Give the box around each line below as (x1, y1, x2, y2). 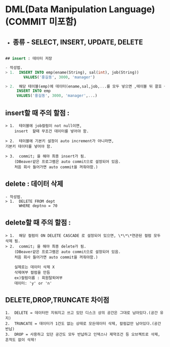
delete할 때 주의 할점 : (5, 218, 71, 227)
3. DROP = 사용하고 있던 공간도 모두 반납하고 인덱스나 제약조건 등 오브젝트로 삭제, (5, 332, 160, 337)
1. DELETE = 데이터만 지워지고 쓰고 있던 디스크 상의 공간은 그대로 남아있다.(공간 (5, 310, 158, 316)
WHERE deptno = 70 (18, 203, 58, 208)
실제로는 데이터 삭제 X (14, 264, 55, 270)
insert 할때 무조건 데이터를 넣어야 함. (14, 129, 89, 134)
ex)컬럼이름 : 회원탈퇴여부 (14, 275, 63, 280)
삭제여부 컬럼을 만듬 (14, 270, 51, 275)
